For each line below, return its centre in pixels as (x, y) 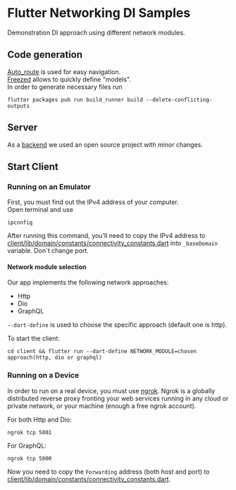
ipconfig (20, 223)
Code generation (45, 55)
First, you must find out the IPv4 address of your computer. (93, 202)
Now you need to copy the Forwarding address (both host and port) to (108, 472)
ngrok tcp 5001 (30, 432)
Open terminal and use (41, 210)
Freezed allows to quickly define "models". (69, 79)
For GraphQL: (27, 446)
